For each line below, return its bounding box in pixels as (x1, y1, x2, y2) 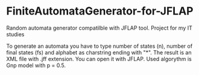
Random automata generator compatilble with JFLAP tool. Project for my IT (6, 24, 193, 31)
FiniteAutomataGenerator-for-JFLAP (6, 4, 194, 18)
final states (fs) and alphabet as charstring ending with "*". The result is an (6, 48, 192, 56)
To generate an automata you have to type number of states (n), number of (6, 42, 193, 50)
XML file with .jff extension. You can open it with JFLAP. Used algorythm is (6, 55, 192, 62)
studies (6, 30, 25, 37)
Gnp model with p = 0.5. (6, 62, 66, 69)
